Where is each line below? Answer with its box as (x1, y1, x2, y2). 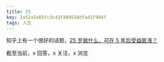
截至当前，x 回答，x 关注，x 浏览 (6, 49, 89, 57)
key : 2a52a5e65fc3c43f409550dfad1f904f (6, 14, 107, 20)
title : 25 (6, 8, 31, 15)
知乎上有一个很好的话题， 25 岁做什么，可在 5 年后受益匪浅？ (6, 37, 158, 44)
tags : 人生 (6, 20, 32, 26)
